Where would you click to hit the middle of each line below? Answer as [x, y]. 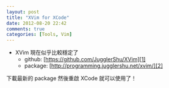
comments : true [26, 29]
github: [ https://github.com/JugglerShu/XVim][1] [85, 59]
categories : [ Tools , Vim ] [39, 35]
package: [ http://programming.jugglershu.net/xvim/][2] [93, 66]
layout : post [23, 12]
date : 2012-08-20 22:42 [37, 23]
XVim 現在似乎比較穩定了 [47, 53]
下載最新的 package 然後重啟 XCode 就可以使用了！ [72, 78]
